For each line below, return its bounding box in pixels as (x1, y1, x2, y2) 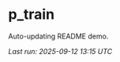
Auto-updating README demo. (8, 31, 109, 41)
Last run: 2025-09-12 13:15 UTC (8, 46, 113, 56)
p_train (8, 5, 55, 24)
